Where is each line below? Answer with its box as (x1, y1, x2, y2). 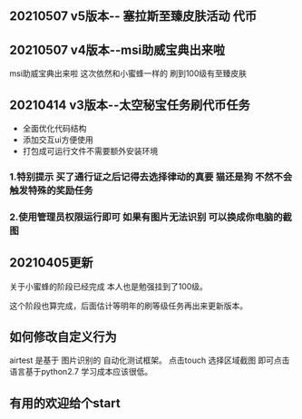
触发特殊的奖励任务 (9, 184, 93, 197)
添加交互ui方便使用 (22, 134, 93, 145)
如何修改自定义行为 (9, 329, 117, 345)
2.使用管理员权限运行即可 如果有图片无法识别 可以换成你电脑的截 (9, 210, 292, 223)
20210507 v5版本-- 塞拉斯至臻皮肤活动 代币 (9, 8, 258, 24)
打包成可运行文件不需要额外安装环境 (22, 146, 159, 157)
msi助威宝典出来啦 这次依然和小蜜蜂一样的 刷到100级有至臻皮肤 (9, 68, 248, 79)
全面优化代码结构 (22, 123, 87, 134)
